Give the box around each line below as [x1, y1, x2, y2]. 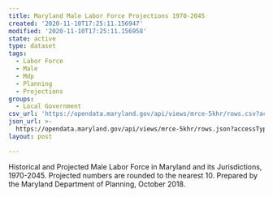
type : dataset [8, 42, 57, 50]
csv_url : [8, 110, 38, 118]
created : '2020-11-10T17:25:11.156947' [8, 19, 144, 28]
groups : [8, 95, 35, 103]
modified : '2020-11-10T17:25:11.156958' [8, 27, 148, 35]
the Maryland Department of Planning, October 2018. [8, 179, 186, 189]
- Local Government [15, 102, 82, 110]
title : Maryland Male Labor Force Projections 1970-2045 [8, 11, 206, 20]
